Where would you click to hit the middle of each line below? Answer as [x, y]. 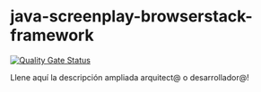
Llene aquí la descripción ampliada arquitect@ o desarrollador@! [130, 77]
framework [52, 35]
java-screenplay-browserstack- [132, 17]
